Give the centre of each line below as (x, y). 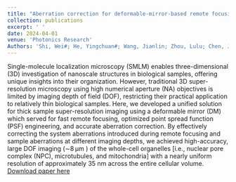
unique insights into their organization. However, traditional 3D (97, 81)
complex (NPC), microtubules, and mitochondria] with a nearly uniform (110, 156)
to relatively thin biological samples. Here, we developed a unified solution (115, 104)
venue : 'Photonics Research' (50, 40)
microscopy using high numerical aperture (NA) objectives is (125, 89)
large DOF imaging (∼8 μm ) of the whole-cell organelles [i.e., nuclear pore (115, 149)
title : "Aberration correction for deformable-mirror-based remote (108, 14)
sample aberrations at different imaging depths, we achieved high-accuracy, (118, 141)
